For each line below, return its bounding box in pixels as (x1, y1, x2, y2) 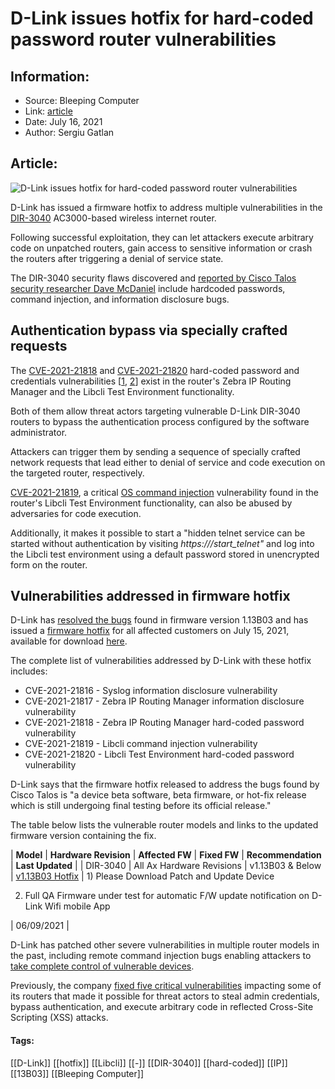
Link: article (24, 105, 73, 117)
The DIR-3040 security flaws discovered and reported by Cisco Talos (10, 272, 297, 284)
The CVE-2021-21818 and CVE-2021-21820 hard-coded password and (10, 364, 300, 376)
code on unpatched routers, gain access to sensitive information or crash (10, 242, 313, 254)
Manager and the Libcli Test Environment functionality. (10, 385, 235, 397)
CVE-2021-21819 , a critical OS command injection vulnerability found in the (10, 486, 319, 498)
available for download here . (10, 635, 128, 647)
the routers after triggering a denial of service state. (10, 252, 224, 264)
